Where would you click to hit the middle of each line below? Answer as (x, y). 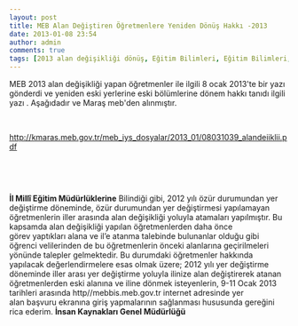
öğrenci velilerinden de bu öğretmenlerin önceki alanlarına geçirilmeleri (139, 246)
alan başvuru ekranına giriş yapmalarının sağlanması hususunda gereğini (142, 302)
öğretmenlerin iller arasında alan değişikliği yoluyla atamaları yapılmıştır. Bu (146, 217)
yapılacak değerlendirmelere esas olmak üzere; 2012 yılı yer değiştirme (139, 264)
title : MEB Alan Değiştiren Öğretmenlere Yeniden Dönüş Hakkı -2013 (138, 26)
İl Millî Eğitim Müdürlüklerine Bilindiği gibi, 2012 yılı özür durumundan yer (144, 198)
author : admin (35, 42)
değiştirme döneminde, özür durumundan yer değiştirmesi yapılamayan (140, 208)
